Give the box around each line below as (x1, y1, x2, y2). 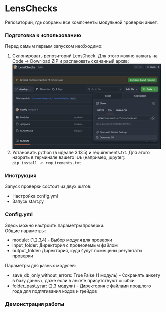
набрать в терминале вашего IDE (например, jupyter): (12, 155, 126, 160)
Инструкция (5, 172, 37, 179)
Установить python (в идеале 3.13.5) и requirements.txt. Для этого (12, 150, 150, 156)
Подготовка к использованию (5, 32, 82, 39)
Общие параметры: (5, 227, 46, 234)
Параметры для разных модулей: (5, 262, 76, 268)
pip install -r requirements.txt (12, 161, 82, 166)
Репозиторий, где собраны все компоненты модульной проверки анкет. (5, 19, 158, 25)
